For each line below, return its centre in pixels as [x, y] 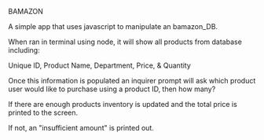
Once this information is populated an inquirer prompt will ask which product [132, 81]
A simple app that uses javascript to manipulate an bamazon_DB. [113, 26]
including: [24, 50]
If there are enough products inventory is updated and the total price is [123, 104]
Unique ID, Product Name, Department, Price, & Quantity [99, 65]
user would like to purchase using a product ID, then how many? [112, 89]
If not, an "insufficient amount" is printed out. [81, 128]
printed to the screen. [43, 112]
